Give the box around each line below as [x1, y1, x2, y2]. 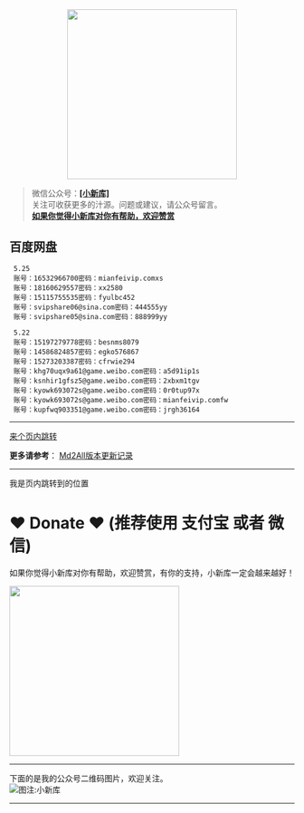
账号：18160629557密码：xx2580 [13, 283, 124, 293]
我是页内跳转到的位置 [9, 478, 89, 489]
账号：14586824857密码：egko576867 [13, 347, 139, 356]
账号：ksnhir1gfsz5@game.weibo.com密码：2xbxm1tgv [13, 376, 201, 385]
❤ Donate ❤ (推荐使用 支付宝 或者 [9, 513, 265, 533]
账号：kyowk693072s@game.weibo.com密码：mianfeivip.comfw [13, 395, 229, 404]
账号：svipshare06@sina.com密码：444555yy [13, 303, 167, 312]
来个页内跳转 [9, 431, 57, 441]
